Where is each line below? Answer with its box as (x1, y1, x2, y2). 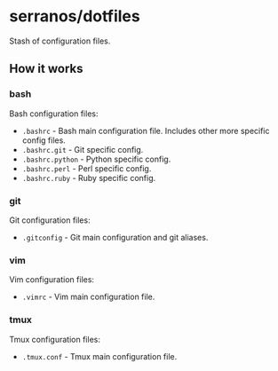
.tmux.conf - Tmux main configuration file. (21, 351, 178, 361)
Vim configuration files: (9, 274, 95, 285)
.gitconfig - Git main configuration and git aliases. (21, 232, 209, 242)
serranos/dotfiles (9, 6, 140, 27)
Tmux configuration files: (9, 334, 100, 344)
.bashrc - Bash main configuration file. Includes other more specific (21, 125, 270, 136)
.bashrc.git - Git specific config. (21, 144, 144, 154)
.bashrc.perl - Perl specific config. (21, 162, 152, 174)
